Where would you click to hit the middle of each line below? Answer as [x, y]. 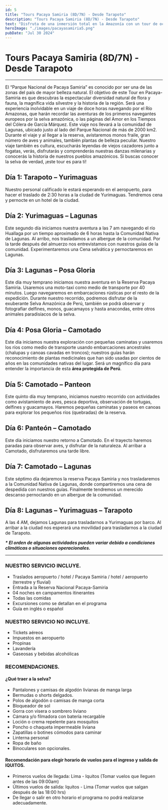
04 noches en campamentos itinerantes [53, 593]
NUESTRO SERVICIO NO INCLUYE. [47, 622]
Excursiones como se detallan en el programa [59, 603]
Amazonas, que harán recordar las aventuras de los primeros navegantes [81, 114]
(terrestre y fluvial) [31, 582]
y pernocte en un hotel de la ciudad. [42, 200]
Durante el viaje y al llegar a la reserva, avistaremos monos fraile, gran [77, 135]
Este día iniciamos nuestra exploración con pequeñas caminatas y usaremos [84, 342]
